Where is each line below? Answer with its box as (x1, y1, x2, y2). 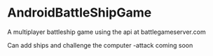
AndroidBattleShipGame (7, 5, 152, 21)
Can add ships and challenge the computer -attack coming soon (7, 41, 193, 49)
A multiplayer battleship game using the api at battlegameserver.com (7, 28, 206, 36)
